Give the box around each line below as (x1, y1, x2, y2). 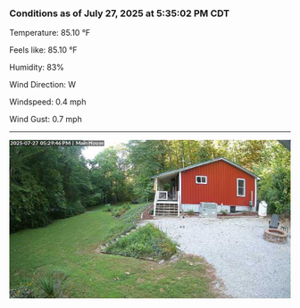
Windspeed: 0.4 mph (9, 96, 87, 107)
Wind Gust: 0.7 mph (9, 114, 82, 125)
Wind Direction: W (9, 79, 77, 90)
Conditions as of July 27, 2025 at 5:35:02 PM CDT (9, 7, 230, 20)
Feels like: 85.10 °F (9, 45, 78, 55)
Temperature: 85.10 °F (9, 28, 91, 38)
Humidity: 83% (9, 62, 65, 73)
